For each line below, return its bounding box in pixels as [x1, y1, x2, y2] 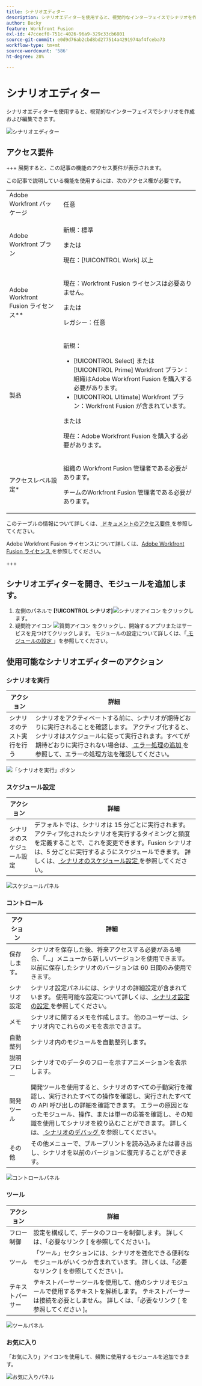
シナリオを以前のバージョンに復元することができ [43, 1148, 182, 1157]
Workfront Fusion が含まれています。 [85, 402, 189, 410]
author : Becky [6, 20, 42, 26]
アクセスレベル [9, 476, 52, 485]
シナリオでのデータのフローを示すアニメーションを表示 [31, 1058, 188, 1067]
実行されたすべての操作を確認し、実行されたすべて [49, 1092, 192, 1101]
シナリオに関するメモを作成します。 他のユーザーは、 [31, 1013, 182, 1021]
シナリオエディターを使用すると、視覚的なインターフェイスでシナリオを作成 [6, 108, 195, 115]
